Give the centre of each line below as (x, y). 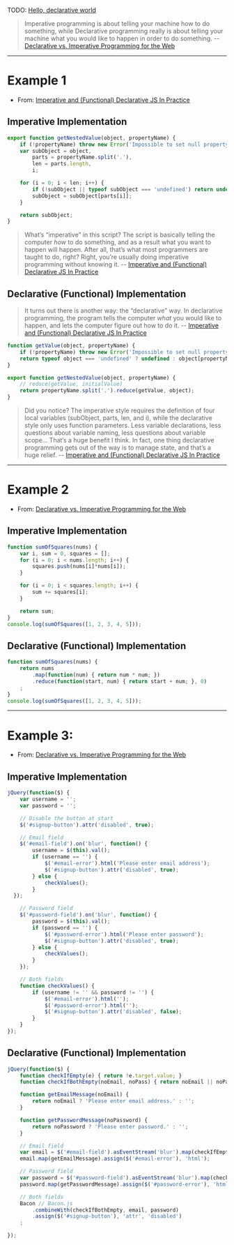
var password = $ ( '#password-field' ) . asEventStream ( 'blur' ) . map (115, 1178)
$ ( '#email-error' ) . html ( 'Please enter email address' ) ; (127, 863)
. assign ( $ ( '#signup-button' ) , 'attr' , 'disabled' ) (107, 1216)
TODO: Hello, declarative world (52, 10)
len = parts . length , (62, 164)
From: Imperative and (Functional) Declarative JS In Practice (103, 100)
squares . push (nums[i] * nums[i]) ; (79, 567)
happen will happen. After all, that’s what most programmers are (116, 250)
